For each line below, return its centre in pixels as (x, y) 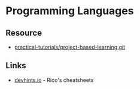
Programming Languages (70, 11)
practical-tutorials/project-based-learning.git (70, 47)
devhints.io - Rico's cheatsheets (54, 80)
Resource (24, 33)
